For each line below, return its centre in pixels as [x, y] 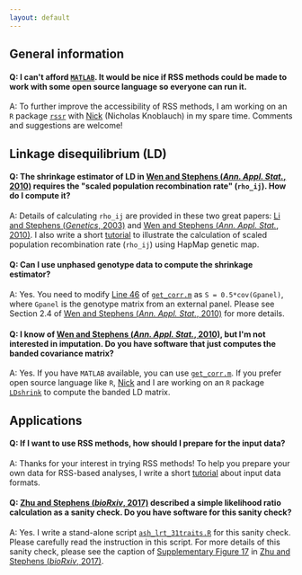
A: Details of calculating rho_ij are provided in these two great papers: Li [145, 216]
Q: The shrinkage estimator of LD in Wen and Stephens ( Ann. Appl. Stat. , [148, 177]
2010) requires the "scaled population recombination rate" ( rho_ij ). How [148, 186]
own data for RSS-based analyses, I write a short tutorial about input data [145, 473]
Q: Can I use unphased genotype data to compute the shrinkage [131, 265]
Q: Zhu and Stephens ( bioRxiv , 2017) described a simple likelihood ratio [145, 503]
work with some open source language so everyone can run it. [128, 86]
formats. [25, 482]
